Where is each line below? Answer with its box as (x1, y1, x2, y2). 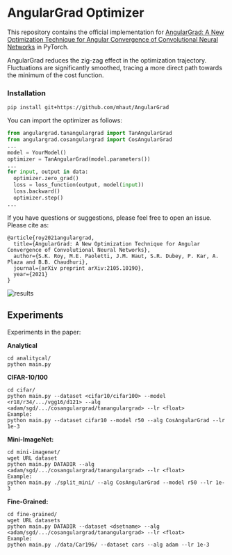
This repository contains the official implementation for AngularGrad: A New (7, 28, 224, 36)
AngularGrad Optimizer (7, 5, 144, 21)
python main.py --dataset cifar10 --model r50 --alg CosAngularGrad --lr (7, 417, 226, 424)
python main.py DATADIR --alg (7, 460, 95, 467)
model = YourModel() (7, 149, 67, 156)
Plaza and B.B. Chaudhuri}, (7, 259, 89, 266)
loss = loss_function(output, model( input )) (13, 182, 144, 188)
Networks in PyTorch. (7, 42, 69, 51)
